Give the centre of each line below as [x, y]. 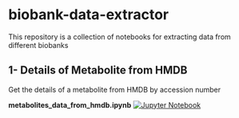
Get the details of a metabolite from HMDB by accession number [115, 89]
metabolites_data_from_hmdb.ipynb [70, 104]
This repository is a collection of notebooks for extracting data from [120, 37]
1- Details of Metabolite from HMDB [98, 71]
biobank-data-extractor [89, 15]
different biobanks [38, 45]
